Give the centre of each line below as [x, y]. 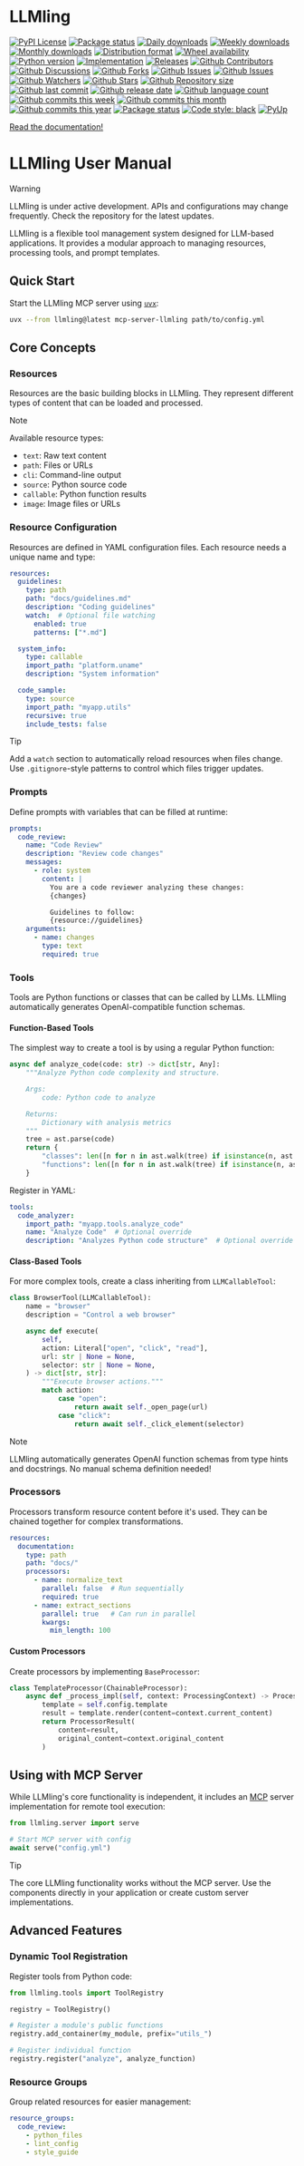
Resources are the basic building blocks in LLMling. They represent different [152, 393]
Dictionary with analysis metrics [107, 1122]
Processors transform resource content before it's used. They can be [138, 1511]
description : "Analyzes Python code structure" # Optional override [160, 1241]
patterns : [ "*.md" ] [70, 632]
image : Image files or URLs [71, 504]
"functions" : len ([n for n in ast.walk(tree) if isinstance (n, [163, 1165]
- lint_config [52, 2143]
